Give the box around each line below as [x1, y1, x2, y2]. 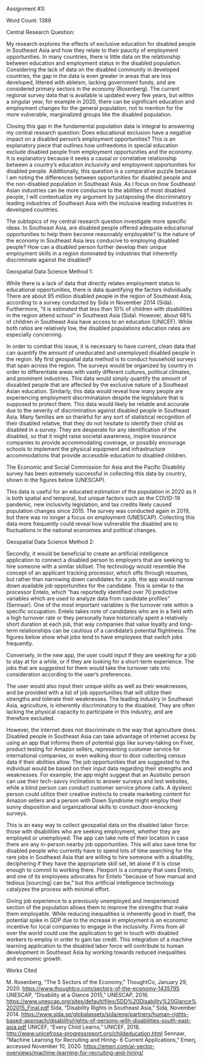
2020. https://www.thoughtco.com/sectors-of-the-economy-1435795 [6, 985, 180, 992]
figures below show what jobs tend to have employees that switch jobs [6, 634, 183, 640]
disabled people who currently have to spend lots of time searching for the [6, 847, 192, 854]
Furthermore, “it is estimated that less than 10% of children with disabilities [6, 305, 192, 312]
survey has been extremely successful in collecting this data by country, [6, 470, 187, 477]
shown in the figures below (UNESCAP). [6, 477, 106, 483]
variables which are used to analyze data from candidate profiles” [6, 595, 170, 602]
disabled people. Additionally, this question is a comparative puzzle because [6, 167, 197, 175]
